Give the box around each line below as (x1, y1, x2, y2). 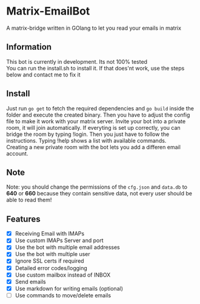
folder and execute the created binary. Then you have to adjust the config (6, 111, 190, 118)
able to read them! (6, 196, 52, 204)
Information (6, 42, 52, 52)
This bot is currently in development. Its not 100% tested (6, 58, 147, 65)
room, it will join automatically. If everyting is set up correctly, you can (6, 124, 181, 131)
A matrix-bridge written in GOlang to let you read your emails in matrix (6, 24, 182, 32)
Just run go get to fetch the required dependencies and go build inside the (6, 104, 194, 112)
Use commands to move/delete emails (15, 291, 111, 299)
